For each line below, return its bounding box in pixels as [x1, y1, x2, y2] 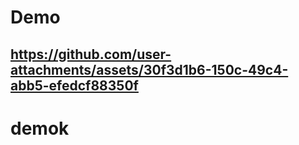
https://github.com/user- [10, 46, 172, 63]
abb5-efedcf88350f [10, 77, 139, 94]
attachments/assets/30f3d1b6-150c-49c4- [10, 61, 289, 78]
